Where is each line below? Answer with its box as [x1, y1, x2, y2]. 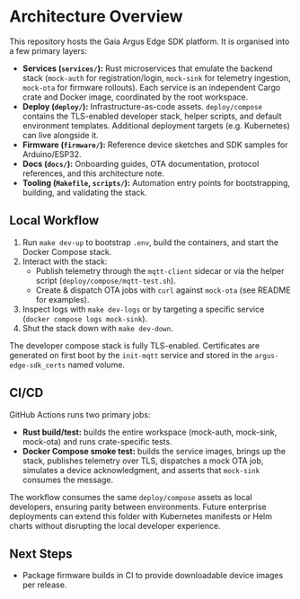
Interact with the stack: [22, 256, 108, 267]
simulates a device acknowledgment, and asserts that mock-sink [22, 464, 260, 475]
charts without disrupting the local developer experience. [9, 520, 222, 531]
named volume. [67, 359, 126, 370]
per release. [22, 579, 67, 590]
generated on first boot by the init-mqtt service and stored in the [9, 349, 253, 360]
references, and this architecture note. [22, 168, 164, 179]
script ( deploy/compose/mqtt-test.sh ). [35, 275, 177, 286]
